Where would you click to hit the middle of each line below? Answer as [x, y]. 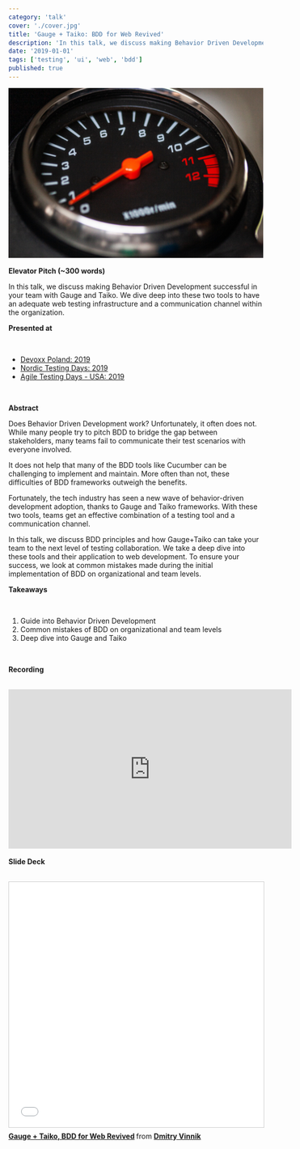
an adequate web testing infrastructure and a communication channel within [135, 303]
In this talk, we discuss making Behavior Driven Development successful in [133, 286]
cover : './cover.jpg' [45, 25]
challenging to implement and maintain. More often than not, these [119, 473]
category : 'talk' [38, 17]
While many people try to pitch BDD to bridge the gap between [113, 432]
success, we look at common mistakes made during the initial [111, 565]
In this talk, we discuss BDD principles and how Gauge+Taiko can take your [134, 539]
